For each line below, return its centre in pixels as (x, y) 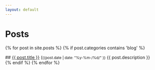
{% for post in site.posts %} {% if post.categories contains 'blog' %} (75, 48)
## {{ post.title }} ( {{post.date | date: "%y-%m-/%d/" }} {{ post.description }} (78, 57)
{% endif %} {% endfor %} (33, 63)
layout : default (22, 10)
